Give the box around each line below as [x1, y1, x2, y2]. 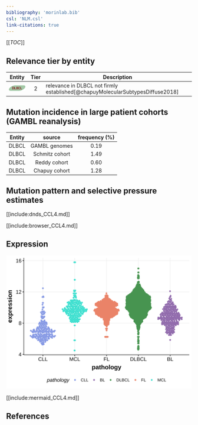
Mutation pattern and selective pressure [6, 186, 157, 196]
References [6, 411, 49, 421]
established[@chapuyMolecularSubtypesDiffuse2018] [45, 88, 179, 95]
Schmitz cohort [33, 151, 71, 158]
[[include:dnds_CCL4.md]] [6, 210, 70, 218]
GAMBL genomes [30, 142, 73, 149]
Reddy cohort [35, 158, 69, 166]
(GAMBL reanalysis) [6, 116, 81, 126]
